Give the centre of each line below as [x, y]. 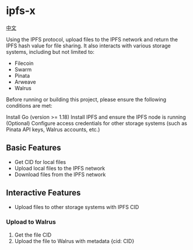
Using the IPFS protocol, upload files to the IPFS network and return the [92, 39]
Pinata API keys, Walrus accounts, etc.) [53, 129]
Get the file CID [33, 235]
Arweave [25, 82]
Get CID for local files [40, 162]
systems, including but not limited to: [50, 52]
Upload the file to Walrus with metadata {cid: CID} [74, 241]
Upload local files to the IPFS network [60, 168]
